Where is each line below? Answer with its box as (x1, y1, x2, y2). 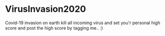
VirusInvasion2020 (5, 3, 86, 15)
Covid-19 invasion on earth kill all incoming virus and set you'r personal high (5, 20, 161, 26)
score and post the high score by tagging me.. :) (5, 25, 103, 31)
